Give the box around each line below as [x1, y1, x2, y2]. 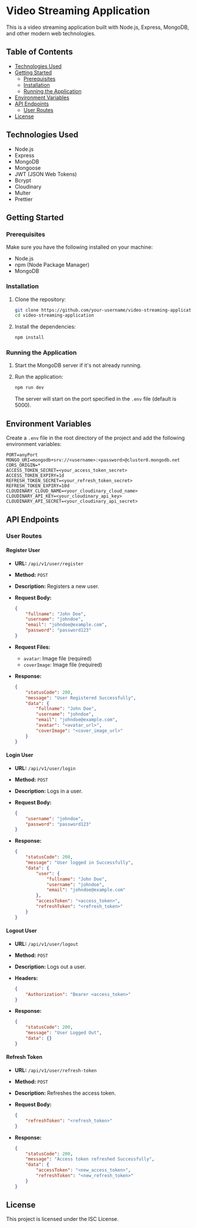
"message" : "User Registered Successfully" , [25, 695, 136, 701]
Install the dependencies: [14, 323, 76, 331]
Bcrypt [14, 177, 31, 184]
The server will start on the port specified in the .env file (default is [14, 395, 176, 402]
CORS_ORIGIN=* [6, 463, 41, 468]
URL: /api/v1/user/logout [14, 940, 78, 947]
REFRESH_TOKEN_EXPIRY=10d [6, 483, 69, 489]
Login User [6, 751, 34, 758]
